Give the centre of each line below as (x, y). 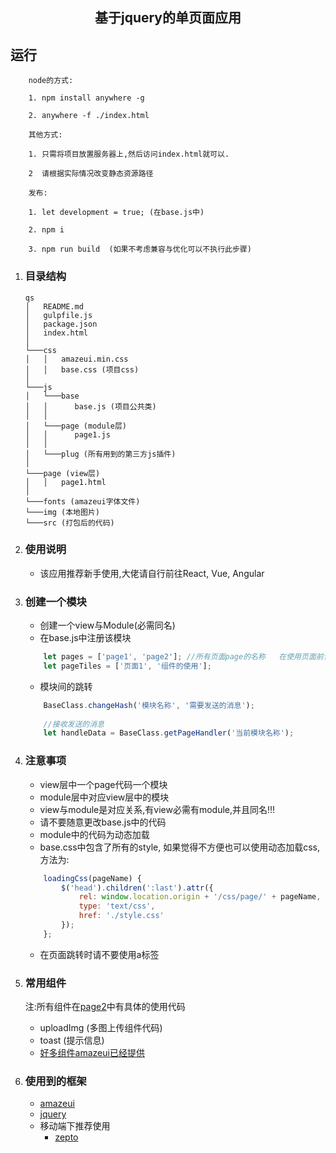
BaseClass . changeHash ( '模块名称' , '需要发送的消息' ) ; (149, 705)
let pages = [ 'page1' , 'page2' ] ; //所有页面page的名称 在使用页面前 (183, 657)
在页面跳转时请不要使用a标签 (99, 954)
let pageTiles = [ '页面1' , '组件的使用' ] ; (127, 666)
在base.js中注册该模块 (85, 638)
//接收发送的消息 (74, 724)
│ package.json (61, 324)
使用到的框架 (55, 1081)
